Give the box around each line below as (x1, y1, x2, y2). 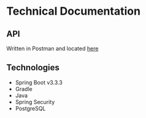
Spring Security (15, 98, 55, 105)
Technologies (6, 62, 60, 73)
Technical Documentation (6, 4, 141, 18)
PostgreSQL (15, 105, 46, 112)
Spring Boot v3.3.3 (15, 78, 63, 86)
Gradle (15, 85, 33, 92)
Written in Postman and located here (6, 45, 99, 52)
